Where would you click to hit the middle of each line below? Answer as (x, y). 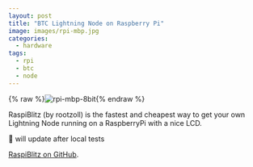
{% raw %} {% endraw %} (77, 98)
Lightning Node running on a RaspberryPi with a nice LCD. (105, 123)
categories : (28, 38)
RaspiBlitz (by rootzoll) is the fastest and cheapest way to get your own (127, 115)
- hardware (34, 46)
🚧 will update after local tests (57, 139)
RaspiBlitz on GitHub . (44, 154)
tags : (17, 53)
